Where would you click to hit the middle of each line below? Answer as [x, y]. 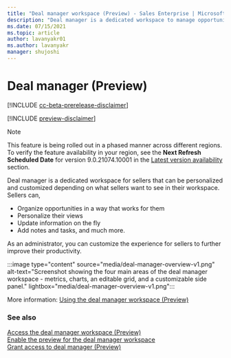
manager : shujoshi [33, 52]
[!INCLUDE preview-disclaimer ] [52, 118]
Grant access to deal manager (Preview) [64, 347]
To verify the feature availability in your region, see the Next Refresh [104, 152]
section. [19, 167]
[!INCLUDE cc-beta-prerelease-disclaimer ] [68, 105]
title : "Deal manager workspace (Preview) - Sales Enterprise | [101, 13]
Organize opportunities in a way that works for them [91, 208]
